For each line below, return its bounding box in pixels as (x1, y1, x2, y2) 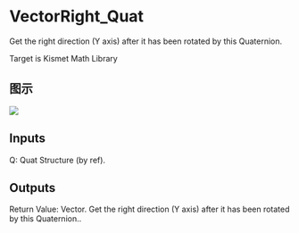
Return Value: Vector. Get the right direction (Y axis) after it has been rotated (9, 204, 290, 215)
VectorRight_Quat (9, 6, 145, 27)
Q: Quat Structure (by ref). (9, 154, 105, 165)
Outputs (9, 180, 56, 196)
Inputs (9, 131, 46, 146)
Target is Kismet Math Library (9, 53, 118, 63)
